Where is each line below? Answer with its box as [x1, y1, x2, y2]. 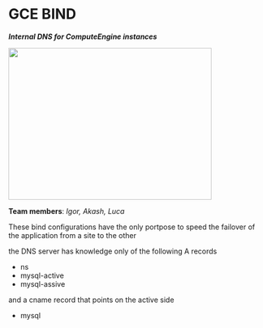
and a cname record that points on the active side [8, 295, 175, 305]
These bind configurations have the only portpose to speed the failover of [8, 222, 256, 232]
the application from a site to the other [8, 230, 136, 240]
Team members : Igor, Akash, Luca [8, 206, 125, 215]
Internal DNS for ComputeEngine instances [8, 32, 157, 41]
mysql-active [19, 270, 65, 280]
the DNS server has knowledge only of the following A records [8, 246, 218, 256]
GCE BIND [8, 5, 77, 23]
